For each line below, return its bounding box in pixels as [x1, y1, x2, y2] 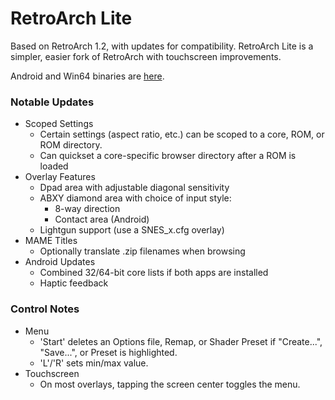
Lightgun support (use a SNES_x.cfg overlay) [39, 224, 225, 236]
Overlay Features [24, 171, 96, 183]
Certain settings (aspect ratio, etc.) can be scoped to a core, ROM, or [39, 128, 325, 141]
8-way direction [54, 203, 121, 215]
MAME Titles [24, 235, 78, 247]
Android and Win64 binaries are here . [10, 70, 165, 82]
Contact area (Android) [54, 213, 150, 226]
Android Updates [24, 256, 96, 268]
